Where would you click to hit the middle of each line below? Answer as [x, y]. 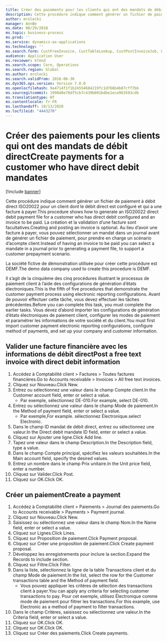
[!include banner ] [23, 191]
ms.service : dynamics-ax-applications [46, 42]
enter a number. [29, 468]
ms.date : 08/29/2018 [27, 28]
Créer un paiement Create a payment [63, 495]
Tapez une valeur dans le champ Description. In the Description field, [83, 442]
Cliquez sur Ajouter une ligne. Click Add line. [58, 437]
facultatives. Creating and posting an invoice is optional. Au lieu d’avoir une [82, 227]
